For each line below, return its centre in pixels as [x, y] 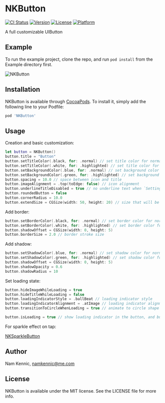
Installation [23, 90]
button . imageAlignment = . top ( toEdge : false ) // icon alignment [72, 184]
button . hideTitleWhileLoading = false [45, 294]
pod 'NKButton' [21, 116]
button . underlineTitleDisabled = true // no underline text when [73, 189]
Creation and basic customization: [40, 143]
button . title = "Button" [30, 157]
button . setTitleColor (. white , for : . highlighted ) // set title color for [82, 166]
